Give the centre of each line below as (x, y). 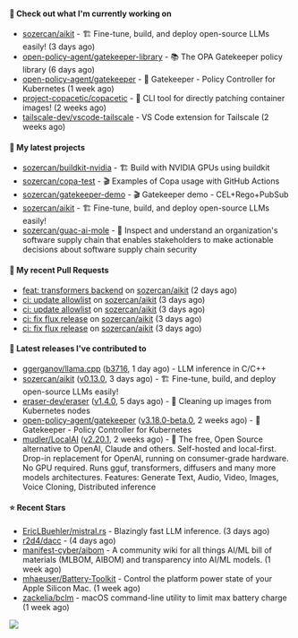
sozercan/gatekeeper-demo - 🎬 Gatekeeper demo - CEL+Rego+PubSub (155, 194)
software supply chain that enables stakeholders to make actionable (148, 240)
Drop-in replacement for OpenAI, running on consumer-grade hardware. (155, 458)
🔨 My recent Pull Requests (59, 270)
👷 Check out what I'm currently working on (90, 13)
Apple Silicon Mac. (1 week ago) (81, 589)
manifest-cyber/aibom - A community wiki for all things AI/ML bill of (147, 550)
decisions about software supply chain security (110, 250)
